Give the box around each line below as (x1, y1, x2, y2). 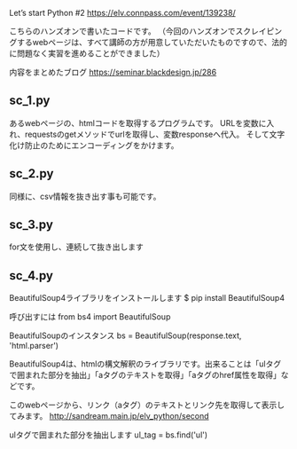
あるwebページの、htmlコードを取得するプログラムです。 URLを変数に (9, 117, 267, 128)
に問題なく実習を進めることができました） (9, 48, 165, 59)
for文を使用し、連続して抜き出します (9, 241, 145, 252)
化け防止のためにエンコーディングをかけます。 (9, 139, 179, 150)
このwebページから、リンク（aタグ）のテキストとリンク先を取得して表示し (9, 399, 285, 411)
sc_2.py (9, 166, 54, 181)
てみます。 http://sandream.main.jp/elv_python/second (9, 411, 210, 421)
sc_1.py (9, 93, 51, 108)
